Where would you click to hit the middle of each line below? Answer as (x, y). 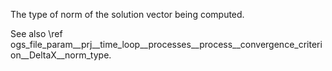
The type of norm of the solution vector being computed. (127, 14)
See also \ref (36, 33)
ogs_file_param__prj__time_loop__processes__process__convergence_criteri (166, 44)
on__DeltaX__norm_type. (61, 55)
